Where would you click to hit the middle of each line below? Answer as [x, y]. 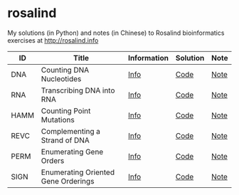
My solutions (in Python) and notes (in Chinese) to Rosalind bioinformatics [116, 33]
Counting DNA [65, 70]
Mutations [58, 120]
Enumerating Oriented [78, 172]
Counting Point [66, 110]
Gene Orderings [68, 181]
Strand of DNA [65, 140]
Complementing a [71, 131]
